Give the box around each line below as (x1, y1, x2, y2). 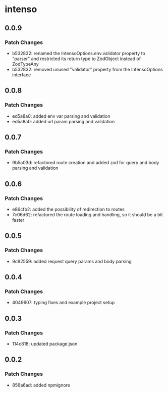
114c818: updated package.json (12, 341, 78, 347)
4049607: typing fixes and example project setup (12, 300, 115, 306)
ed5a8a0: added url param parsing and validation (12, 118, 115, 124)
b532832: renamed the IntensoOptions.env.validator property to (12, 50, 146, 56)
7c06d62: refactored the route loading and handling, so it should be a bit (12, 211, 163, 218)
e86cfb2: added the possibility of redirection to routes (12, 206, 125, 212)
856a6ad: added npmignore (12, 382, 71, 388)
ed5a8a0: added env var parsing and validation (12, 113, 110, 119)
